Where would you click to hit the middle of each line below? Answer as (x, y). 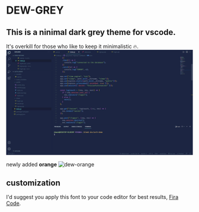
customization (33, 183)
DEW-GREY (35, 10)
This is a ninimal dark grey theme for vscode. (91, 32)
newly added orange (32, 164)
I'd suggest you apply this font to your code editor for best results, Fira (92, 197)
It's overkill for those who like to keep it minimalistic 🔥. (73, 46)
